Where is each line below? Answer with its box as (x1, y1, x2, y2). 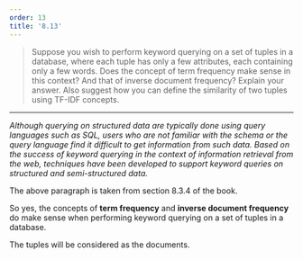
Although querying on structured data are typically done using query (9, 120, 266, 130)
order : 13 (9, 13, 47, 22)
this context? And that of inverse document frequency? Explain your (31, 75, 284, 85)
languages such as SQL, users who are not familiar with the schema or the (9, 129, 289, 140)
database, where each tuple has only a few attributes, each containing (31, 56, 293, 67)
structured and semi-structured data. (9, 167, 149, 178)
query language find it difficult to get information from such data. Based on (9, 138, 290, 149)
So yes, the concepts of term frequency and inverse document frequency (9, 202, 289, 213)
